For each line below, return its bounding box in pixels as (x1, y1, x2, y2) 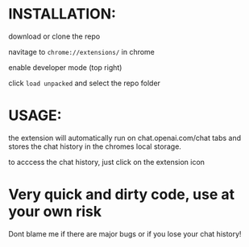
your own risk (8, 203, 102, 221)
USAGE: (8, 106, 62, 125)
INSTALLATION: (8, 5, 117, 23)
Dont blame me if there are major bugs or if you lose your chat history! (8, 228, 242, 238)
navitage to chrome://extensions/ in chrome (8, 47, 156, 56)
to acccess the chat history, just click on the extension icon (8, 157, 205, 167)
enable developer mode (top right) (8, 62, 122, 72)
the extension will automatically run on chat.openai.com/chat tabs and (8, 133, 242, 142)
